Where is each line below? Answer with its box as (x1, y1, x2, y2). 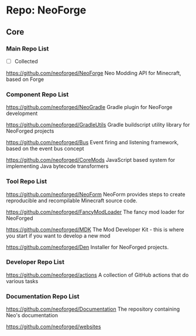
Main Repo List (6, 45, 49, 53)
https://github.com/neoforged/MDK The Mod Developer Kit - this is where (6, 226, 184, 233)
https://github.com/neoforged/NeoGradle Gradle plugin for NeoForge (6, 104, 173, 111)
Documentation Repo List (6, 292, 80, 300)
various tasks (6, 277, 39, 284)
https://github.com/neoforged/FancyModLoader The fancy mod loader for (6, 208, 185, 215)
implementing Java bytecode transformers (6, 162, 109, 170)
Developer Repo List (6, 258, 64, 266)
